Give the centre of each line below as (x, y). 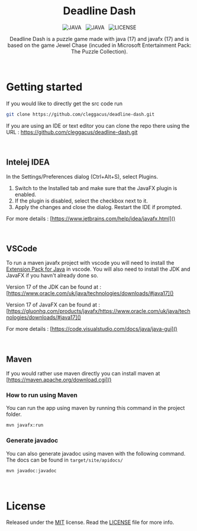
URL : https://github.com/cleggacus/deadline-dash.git (72, 132)
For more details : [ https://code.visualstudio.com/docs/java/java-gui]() (92, 329)
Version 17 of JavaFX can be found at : (53, 305)
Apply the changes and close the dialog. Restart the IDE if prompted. (98, 207)
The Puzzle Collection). (99, 51)
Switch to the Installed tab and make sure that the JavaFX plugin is (96, 188)
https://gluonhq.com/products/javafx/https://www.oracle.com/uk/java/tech (99, 311)
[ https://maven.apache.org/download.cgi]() (59, 380)
